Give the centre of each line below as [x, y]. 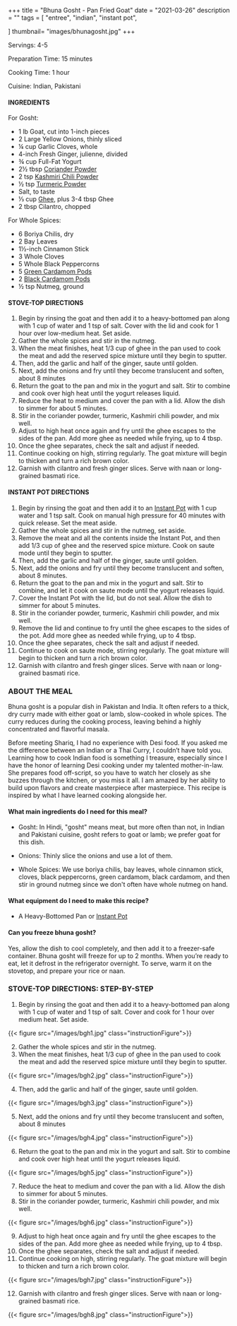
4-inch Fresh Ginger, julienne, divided [73, 154]
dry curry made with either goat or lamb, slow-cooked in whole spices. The [117, 714]
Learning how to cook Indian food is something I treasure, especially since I [118, 758]
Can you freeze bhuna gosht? [52, 932]
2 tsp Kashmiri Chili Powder [58, 177]
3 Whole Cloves [41, 256]
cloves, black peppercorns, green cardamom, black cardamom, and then [124, 877]
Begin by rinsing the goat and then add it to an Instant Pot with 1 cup [117, 508]
